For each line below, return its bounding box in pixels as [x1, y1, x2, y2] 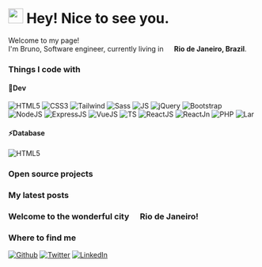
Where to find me [8, 232, 77, 243]
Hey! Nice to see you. [26, 10, 170, 28]
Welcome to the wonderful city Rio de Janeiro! [8, 211, 199, 222]
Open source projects [8, 169, 93, 180]
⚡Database [8, 128, 45, 138]
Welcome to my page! [8, 36, 80, 45]
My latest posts [8, 190, 70, 201]
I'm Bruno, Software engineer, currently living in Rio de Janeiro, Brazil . [8, 44, 247, 53]
